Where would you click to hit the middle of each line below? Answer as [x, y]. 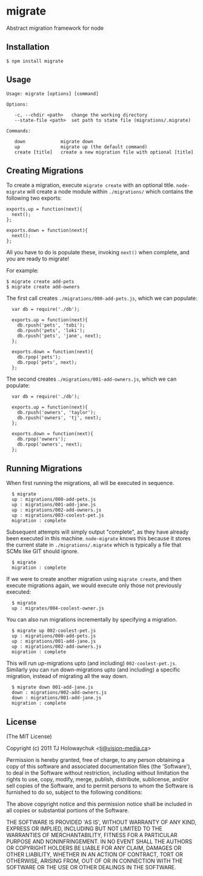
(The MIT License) [29, 736]
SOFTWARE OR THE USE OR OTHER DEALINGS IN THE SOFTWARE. [91, 867]
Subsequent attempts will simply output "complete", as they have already [98, 532]
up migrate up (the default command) [81, 147]
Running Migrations [45, 468]
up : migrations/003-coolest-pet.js [58, 515]
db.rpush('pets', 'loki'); [51, 331]
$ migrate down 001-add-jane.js [53, 687]
